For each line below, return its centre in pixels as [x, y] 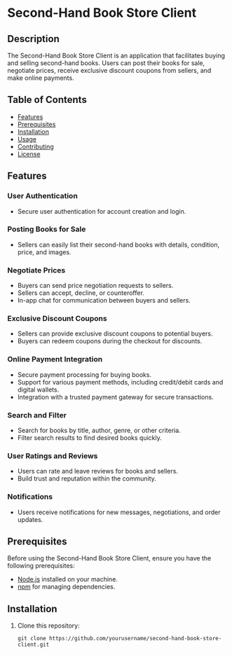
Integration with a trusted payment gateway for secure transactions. [115, 397]
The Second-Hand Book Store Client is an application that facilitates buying [116, 55]
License [29, 154]
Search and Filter [37, 415]
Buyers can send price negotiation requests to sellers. [95, 286]
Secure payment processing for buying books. [84, 374]
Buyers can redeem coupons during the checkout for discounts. [110, 341]
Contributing [35, 146]
